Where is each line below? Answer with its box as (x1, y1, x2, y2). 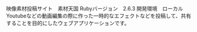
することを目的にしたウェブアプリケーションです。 (6, 20, 130, 26)
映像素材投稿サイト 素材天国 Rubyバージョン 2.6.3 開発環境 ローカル (6, 5, 183, 12)
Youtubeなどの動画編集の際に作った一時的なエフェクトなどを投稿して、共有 (6, 12, 192, 19)
